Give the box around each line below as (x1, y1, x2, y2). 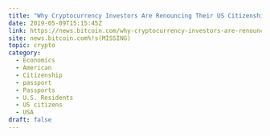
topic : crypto (8, 42, 56, 50)
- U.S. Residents (15, 94, 74, 102)
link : (8, 26, 27, 34)
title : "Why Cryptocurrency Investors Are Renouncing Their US (8, 11, 225, 20)
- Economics (15, 57, 56, 65)
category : (8, 49, 42, 57)
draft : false (8, 116, 52, 124)
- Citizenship (15, 71, 63, 79)
